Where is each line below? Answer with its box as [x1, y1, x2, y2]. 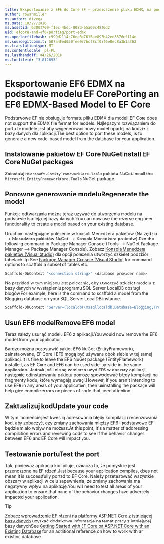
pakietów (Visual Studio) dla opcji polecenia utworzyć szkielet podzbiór [5, 251, 149, 257]
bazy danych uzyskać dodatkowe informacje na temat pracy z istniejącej [5, 518, 151, 523]
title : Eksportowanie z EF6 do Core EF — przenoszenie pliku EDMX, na [5, 7, 152, 12]
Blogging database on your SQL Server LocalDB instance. [5, 295, 121, 301]
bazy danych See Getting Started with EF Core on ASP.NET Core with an [5, 523, 150, 529]
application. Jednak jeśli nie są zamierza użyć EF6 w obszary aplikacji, [5, 367, 147, 373]
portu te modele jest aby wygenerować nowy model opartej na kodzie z [5, 126, 149, 131]
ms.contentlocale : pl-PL [5, 48, 56, 53]
